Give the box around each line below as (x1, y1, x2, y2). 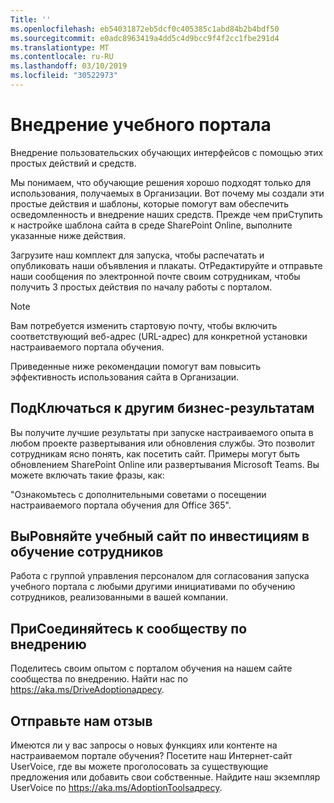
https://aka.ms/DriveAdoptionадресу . (10, 684, 165, 696)
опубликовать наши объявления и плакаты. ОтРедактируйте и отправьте (10, 259, 323, 271)
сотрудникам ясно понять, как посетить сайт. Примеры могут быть (10, 447, 300, 460)
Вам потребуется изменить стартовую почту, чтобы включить (10, 319, 278, 331)
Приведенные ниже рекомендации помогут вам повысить (10, 360, 262, 372)
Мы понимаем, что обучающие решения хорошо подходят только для (10, 176, 312, 188)
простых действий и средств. (10, 157, 137, 169)
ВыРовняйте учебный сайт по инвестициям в (10, 528, 310, 545)
